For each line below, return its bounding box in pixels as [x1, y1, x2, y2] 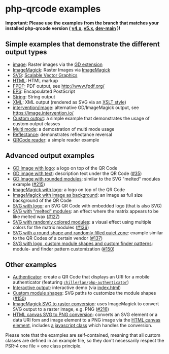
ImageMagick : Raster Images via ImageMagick [12, 66, 111, 73]
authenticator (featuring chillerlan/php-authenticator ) [12, 279, 129, 286]
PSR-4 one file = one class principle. [5, 343, 82, 349]
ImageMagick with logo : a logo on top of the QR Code [12, 186, 125, 193]
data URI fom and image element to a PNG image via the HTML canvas [12, 317, 161, 323]
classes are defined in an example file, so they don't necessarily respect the [5, 338, 164, 344]
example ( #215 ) [12, 181, 46, 187]
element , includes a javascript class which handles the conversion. [12, 323, 153, 329]
